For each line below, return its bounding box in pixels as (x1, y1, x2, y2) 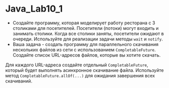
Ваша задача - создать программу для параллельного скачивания (12, 41, 159, 47)
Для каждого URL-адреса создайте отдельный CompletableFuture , (5, 62, 149, 68)
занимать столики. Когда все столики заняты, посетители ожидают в (12, 30, 164, 36)
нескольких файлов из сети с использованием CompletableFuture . (12, 47, 156, 53)
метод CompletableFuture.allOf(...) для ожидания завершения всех (5, 72, 155, 78)
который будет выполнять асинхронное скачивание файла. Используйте (5, 67, 164, 73)
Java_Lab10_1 (5, 3, 63, 15)
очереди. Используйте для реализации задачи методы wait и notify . (12, 36, 163, 42)
